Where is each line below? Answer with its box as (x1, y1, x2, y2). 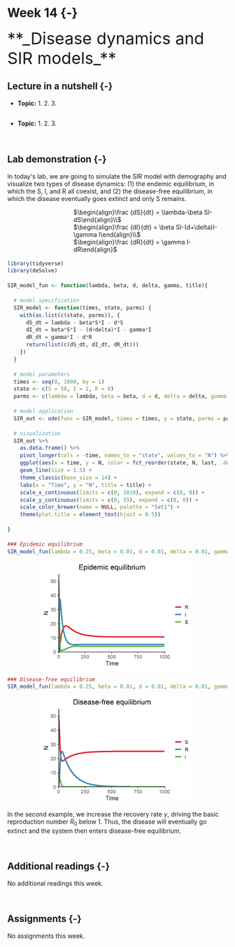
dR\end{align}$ (73, 245, 117, 254)
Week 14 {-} (7, 5, 78, 21)
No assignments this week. (7, 932, 85, 940)
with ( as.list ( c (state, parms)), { (20, 312, 120, 319)
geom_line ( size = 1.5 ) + (20, 467, 92, 474)
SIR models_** (7, 48, 117, 68)
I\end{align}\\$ (99, 230, 141, 239)
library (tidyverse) (7, 260, 64, 267)
